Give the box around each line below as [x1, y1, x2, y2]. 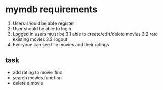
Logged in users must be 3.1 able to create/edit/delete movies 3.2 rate [12, 31, 158, 37]
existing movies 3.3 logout [12, 36, 68, 42]
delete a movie [12, 80, 44, 86]
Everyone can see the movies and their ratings [12, 41, 110, 47]
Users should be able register [12, 20, 74, 26]
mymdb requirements [5, 4, 98, 15]
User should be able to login [12, 25, 72, 31]
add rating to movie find [12, 69, 63, 75]
